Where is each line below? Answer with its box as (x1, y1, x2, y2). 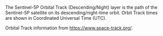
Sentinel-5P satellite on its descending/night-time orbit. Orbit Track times (5, 10, 158, 16)
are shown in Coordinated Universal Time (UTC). (5, 15, 107, 21)
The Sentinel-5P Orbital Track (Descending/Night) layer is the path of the (5, 5, 158, 10)
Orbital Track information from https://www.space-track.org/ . (5, 25, 133, 31)
